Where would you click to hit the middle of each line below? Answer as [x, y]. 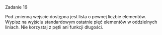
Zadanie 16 [16, 7]
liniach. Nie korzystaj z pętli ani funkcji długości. [54, 27]
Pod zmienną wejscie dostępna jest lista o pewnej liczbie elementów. [76, 17]
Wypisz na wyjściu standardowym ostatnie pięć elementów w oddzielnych [81, 22]
